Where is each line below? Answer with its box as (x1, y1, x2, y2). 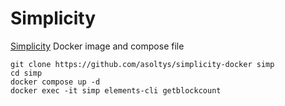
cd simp (10, 68, 43, 78)
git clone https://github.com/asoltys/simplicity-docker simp (10, 59, 275, 69)
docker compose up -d (10, 77, 101, 87)
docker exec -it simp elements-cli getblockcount (10, 85, 222, 96)
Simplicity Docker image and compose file (10, 40, 185, 52)
